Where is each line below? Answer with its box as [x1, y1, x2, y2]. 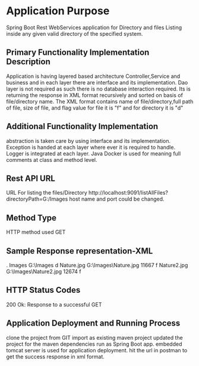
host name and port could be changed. [69, 195, 165, 203]
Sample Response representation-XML [6, 246, 153, 256]
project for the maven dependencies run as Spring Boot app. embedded [6, 340, 182, 348]
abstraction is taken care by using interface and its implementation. [6, 137, 171, 144]
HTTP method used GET [6, 229, 66, 236]
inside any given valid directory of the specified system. [6, 30, 143, 37]
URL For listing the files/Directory [6, 189, 87, 196]
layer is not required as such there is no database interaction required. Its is [6, 85, 191, 92]
